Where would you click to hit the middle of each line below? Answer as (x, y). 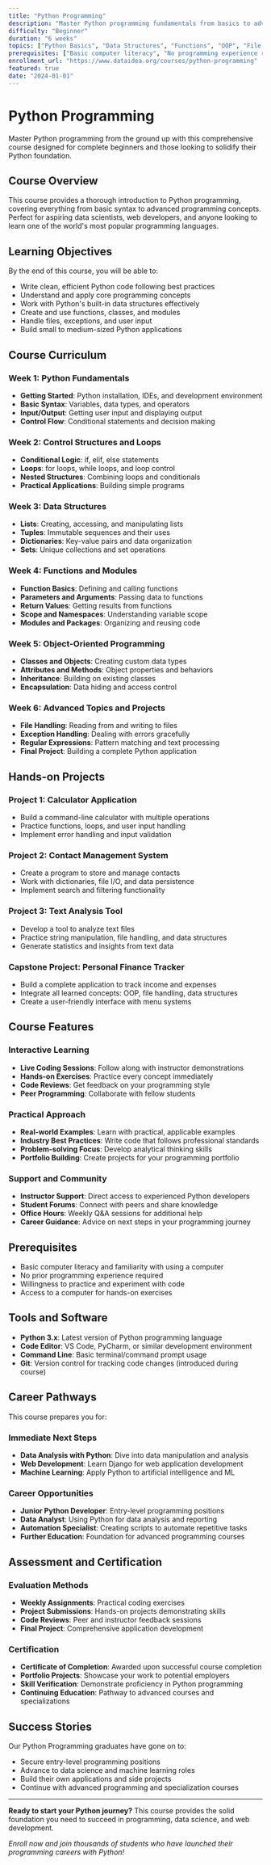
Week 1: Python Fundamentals (69, 378)
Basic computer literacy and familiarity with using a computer (122, 1267)
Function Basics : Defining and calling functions (99, 588)
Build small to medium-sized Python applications (101, 330)
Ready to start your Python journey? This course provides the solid (122, 1811)
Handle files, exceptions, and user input (86, 321)
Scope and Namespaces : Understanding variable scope (114, 614)
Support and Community (58, 1178)
